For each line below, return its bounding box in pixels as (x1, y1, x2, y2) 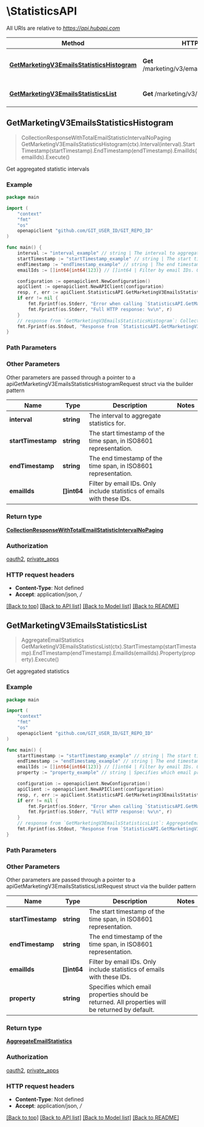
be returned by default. (89, 1005, 155, 1014)
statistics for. (89, 419, 126, 427)
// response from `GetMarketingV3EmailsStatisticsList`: (17, 820, 165, 826)
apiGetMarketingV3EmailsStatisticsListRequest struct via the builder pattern (6, 882, 196, 890)
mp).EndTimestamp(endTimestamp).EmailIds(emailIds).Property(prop (21, 650, 195, 657)
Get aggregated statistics (6, 668, 70, 675)
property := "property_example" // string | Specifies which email (17, 770, 191, 776)
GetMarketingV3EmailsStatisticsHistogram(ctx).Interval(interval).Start (21, 140, 195, 147)
